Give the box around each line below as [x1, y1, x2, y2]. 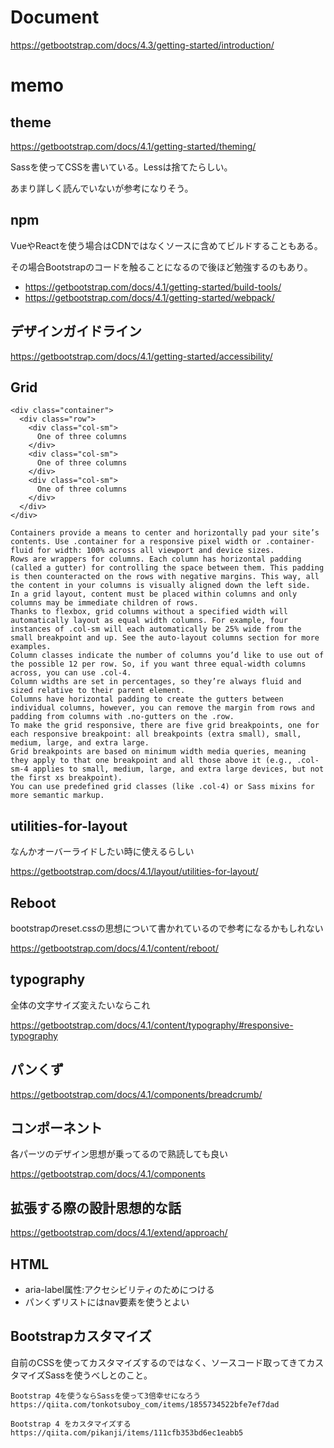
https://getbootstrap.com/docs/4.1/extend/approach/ [10, 1227, 228, 1239]
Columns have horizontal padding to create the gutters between [10, 694, 284, 705]
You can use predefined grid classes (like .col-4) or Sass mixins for [10, 782, 315, 792]
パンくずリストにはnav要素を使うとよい [24, 1296, 190, 1308]
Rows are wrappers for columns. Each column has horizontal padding [10, 554, 302, 565]
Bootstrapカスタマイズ [10, 1328, 152, 1345]
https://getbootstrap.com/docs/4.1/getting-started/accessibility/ [10, 350, 273, 362]
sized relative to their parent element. [10, 686, 186, 696]
